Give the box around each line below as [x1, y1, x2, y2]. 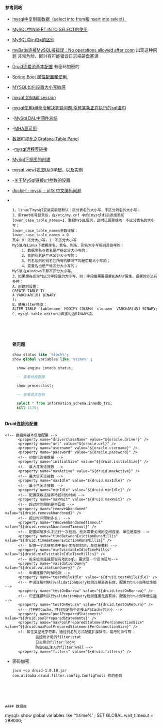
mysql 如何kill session [12, 95, 56, 101]
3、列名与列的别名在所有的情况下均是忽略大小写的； [21, 258, 111, 264]
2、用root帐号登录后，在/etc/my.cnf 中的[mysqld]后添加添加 [12, 213, 125, 218]
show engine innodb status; [16, 366, 74, 371]
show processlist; [16, 383, 54, 388]
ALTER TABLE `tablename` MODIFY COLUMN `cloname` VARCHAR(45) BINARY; [12, 306, 158, 311]
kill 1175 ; [16, 405, 39, 410]
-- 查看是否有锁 [16, 392, 45, 397]
